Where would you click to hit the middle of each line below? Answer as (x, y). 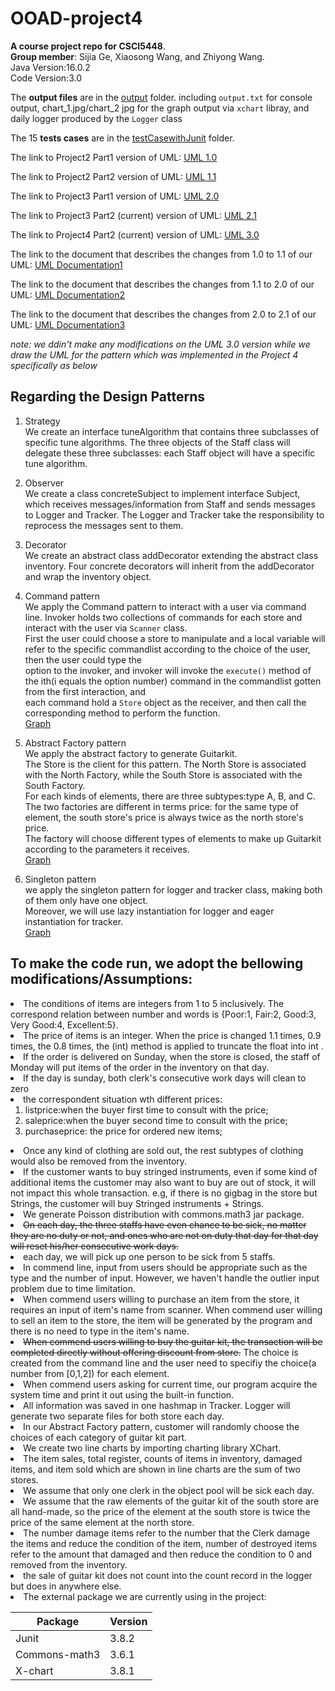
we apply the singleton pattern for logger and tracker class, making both (173, 889)
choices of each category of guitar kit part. (99, 1437)
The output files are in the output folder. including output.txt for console (161, 97)
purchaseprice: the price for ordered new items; (123, 1131)
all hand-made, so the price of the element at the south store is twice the (160, 1511)
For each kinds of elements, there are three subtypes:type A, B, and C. (170, 796)
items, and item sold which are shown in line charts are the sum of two (155, 1469)
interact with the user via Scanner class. (106, 628)
